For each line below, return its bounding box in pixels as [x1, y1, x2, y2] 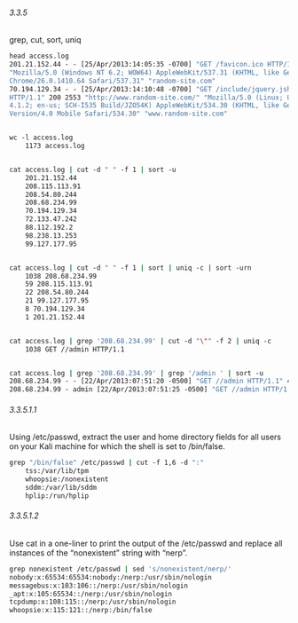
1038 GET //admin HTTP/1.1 [25, 344, 125, 354]
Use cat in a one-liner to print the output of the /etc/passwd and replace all [9, 538, 283, 548]
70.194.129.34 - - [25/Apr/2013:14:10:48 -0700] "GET [9, 84, 213, 93]
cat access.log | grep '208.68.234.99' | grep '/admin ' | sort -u [9, 368, 264, 377]
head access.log [9, 51, 69, 61]
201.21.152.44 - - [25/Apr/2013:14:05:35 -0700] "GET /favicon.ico [9, 60, 264, 69]
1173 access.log [25, 142, 86, 151]
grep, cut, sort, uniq [9, 35, 82, 45]
